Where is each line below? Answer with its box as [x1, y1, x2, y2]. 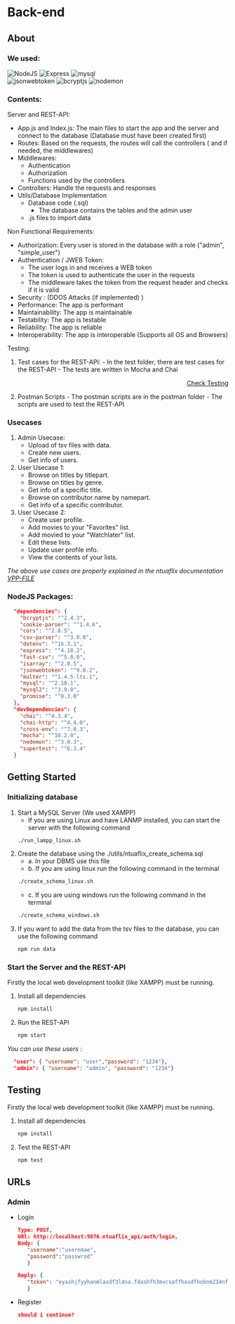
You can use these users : [7, 1045, 83, 1053]
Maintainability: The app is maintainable [17, 308, 133, 317]
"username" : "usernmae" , [27, 1246, 97, 1253]
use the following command [17, 932, 98, 941]
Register [17, 1298, 42, 1306]
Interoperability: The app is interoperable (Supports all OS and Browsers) [17, 331, 229, 339]
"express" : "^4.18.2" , [20, 647, 86, 654]
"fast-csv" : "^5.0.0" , [20, 654, 86, 661]
